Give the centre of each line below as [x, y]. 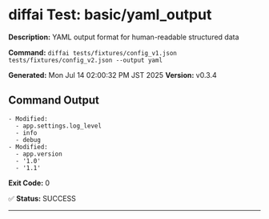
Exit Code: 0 [29, 183]
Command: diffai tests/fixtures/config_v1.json [93, 52]
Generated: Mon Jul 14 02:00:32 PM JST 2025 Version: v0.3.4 [113, 75]
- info [26, 133]
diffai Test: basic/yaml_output [110, 15]
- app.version [39, 154]
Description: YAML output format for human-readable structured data [124, 37]
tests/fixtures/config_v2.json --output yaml [85, 60]
